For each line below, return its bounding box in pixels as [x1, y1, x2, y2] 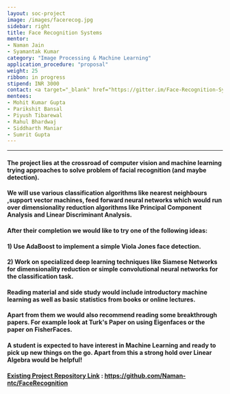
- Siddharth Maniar [7, 125, 63, 132]
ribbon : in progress [7, 73, 66, 81]
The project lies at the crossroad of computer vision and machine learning [7, 158, 222, 167]
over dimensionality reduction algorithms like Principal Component [7, 204, 202, 212]
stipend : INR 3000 [7, 80, 60, 87]
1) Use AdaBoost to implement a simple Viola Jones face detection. [7, 242, 201, 250]
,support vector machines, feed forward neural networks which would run [7, 196, 222, 204]
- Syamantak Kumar [7, 49, 60, 56]
